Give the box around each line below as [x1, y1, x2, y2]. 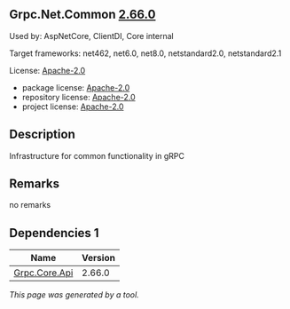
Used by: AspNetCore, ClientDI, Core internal [9, 30, 175, 41]
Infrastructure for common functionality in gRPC [9, 150, 184, 161]
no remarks [9, 200, 51, 210]
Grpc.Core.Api [13, 266, 74, 279]
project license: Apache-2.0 [21, 101, 124, 112]
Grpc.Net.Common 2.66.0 [9, 7, 156, 22]
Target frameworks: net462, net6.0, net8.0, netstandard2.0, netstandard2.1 [9, 48, 282, 59]
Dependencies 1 [9, 226, 99, 241]
